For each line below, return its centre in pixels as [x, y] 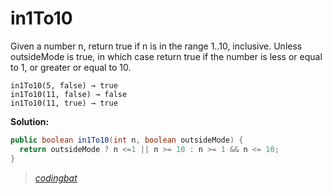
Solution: [30, 121]
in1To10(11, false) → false [69, 94]
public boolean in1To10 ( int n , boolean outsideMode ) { [127, 140]
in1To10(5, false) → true [64, 85]
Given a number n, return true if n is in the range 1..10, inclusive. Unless [156, 46]
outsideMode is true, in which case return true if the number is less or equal [166, 56]
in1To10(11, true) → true [64, 103]
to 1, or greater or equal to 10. [71, 67]
